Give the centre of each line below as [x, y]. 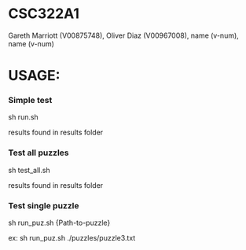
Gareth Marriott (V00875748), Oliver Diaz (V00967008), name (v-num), [124, 35]
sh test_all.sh [29, 170]
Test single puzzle [44, 205]
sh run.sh [24, 117]
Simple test [30, 101]
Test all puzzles [39, 153]
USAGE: [34, 76]
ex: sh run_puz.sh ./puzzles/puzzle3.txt [72, 238]
